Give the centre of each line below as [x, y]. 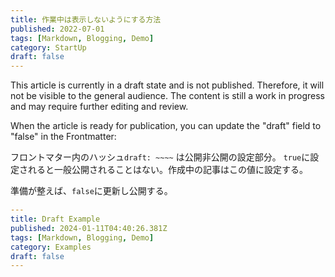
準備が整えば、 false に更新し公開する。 [91, 191]
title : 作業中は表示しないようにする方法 [86, 19]
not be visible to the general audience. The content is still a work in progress [167, 96]
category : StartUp [48, 47]
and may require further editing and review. [99, 107]
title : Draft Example [55, 219]
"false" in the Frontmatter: [63, 137]
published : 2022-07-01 [57, 29]
